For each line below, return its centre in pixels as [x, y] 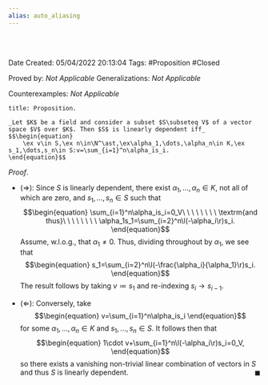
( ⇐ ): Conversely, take [56, 303]
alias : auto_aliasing [44, 16]
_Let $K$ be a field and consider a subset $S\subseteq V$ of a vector [130, 122]
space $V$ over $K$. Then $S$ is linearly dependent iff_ [107, 129]
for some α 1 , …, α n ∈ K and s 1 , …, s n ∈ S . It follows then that [118, 329]
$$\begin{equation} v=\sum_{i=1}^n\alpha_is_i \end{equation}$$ [140, 315]
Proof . [19, 172]
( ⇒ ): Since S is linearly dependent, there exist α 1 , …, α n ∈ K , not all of [134, 188]
